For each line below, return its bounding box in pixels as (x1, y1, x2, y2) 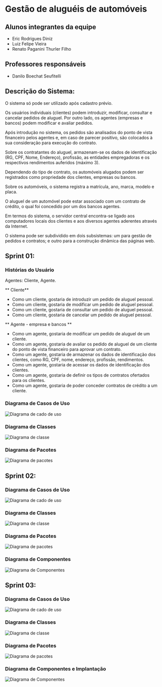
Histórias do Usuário (5, 267, 54, 273)
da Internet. (5, 223, 28, 229)
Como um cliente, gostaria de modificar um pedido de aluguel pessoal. (12, 302, 154, 307)
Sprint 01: (5, 252, 35, 260)
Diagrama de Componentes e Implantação (5, 665, 106, 672)
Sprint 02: (5, 472, 36, 480)
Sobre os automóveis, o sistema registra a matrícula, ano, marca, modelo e (5, 184, 154, 190)
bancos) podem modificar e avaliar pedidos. (5, 120, 94, 126)
